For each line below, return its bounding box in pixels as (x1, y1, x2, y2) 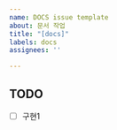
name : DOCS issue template (9, 12, 109, 22)
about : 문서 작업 (9, 21, 66, 30)
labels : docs (9, 37, 58, 47)
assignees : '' (9, 46, 62, 55)
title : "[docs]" (9, 29, 69, 38)
